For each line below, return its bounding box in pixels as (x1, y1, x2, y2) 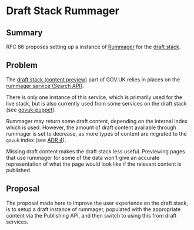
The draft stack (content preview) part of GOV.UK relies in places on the (6, 75, 180, 83)
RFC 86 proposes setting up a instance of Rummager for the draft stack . (6, 43, 181, 50)
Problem (6, 60, 38, 70)
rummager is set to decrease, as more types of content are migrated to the (6, 130, 187, 137)
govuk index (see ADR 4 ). (6, 136, 66, 143)
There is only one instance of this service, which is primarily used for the (6, 93, 182, 101)
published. (6, 166, 32, 173)
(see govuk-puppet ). (6, 106, 56, 113)
